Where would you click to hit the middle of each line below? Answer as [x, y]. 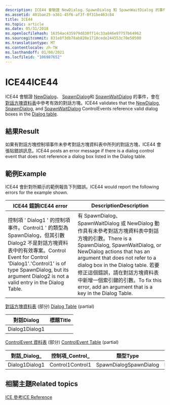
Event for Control [28, 257]
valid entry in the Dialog [36, 282]
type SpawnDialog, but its [38, 270]
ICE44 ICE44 [32, 82]
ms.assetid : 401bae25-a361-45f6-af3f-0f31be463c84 [60, 15]
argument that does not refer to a [117, 258]
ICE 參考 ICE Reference [29, 397]
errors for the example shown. [37, 192]
